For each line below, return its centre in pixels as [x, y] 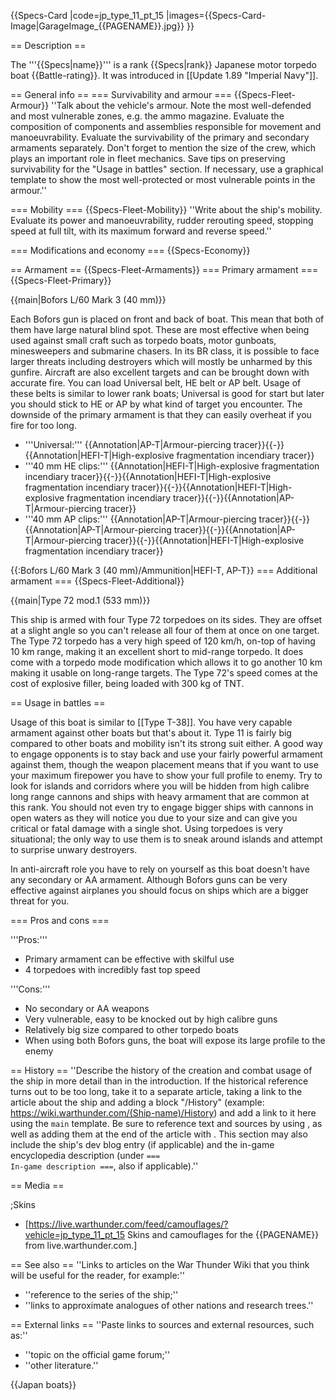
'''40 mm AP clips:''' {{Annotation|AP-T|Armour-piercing [140, 519]
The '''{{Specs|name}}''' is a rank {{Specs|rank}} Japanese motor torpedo [163, 64]
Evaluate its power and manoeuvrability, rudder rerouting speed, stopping [162, 220]
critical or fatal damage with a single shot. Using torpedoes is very [147, 828]
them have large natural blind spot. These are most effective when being [160, 329]
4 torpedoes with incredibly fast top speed [112, 969]
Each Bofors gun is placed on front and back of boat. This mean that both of [167, 319]
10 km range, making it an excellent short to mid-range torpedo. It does [157, 651]
